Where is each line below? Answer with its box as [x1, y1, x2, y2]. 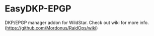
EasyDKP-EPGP [5, 3, 71, 14]
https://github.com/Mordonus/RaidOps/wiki [6, 24, 97, 30]
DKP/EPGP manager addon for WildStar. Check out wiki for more [5, 19, 139, 25]
